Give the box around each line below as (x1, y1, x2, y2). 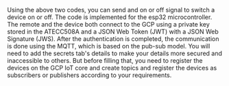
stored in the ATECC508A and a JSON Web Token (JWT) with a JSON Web (7, 27, 219, 35)
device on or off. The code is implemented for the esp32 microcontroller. (7, 13, 213, 21)
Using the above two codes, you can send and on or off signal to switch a (7, 6, 215, 14)
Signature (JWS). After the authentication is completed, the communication (7, 35, 219, 43)
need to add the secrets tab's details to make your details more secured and (7, 49, 223, 57)
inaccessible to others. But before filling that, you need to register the (7, 57, 204, 64)
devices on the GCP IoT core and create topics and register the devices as (7, 64, 217, 72)
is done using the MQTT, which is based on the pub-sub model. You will (7, 42, 210, 50)
